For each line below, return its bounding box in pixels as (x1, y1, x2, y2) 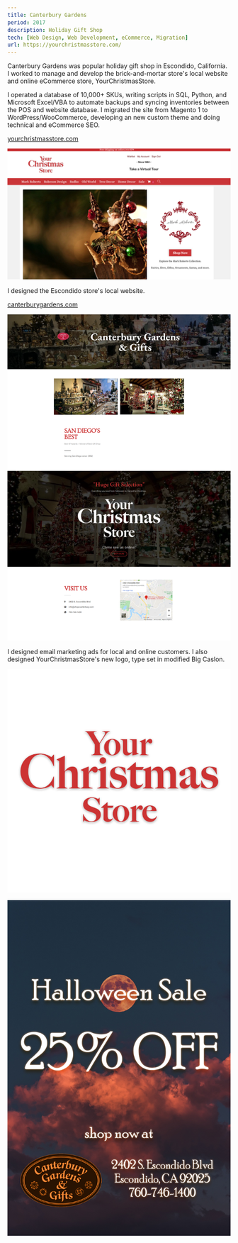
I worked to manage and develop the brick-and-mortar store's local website (7, 70, 228, 78)
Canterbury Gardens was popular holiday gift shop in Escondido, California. (7, 62, 228, 70)
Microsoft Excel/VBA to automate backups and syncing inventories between (7, 98, 229, 106)
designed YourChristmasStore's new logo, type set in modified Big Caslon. (7, 655, 225, 663)
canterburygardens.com (7, 300, 78, 309)
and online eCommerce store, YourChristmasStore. (7, 77, 156, 85)
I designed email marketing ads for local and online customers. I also (7, 648, 208, 656)
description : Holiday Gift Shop (7, 26, 103, 33)
